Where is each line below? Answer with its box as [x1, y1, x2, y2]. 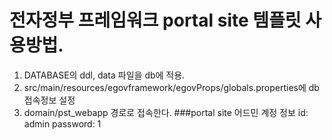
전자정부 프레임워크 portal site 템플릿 [9, 9, 302, 32]
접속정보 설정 [23, 94, 76, 106]
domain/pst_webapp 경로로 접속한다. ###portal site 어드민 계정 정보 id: [23, 106, 309, 118]
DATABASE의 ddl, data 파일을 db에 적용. [23, 69, 186, 81]
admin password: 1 [23, 117, 102, 130]
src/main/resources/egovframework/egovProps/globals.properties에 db [23, 81, 320, 93]
